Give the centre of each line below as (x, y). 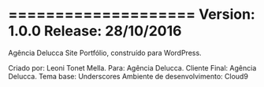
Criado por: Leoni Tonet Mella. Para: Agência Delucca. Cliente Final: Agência (132, 67)
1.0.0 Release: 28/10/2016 (95, 31)
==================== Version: (132, 14)
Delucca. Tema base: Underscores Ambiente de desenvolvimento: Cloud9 (128, 76)
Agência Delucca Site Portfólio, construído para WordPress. (105, 53)
